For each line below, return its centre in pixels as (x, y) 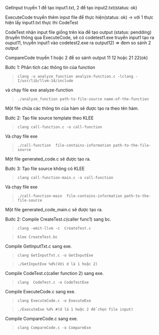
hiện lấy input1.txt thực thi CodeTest (42, 23)
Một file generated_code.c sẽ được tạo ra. (48, 159)
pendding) (141, 32)
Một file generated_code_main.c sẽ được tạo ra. (54, 209)
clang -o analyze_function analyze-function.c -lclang (75, 77)
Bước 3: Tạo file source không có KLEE (45, 168)
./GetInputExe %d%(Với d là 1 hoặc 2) (57, 264)
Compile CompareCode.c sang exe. (41, 319)
